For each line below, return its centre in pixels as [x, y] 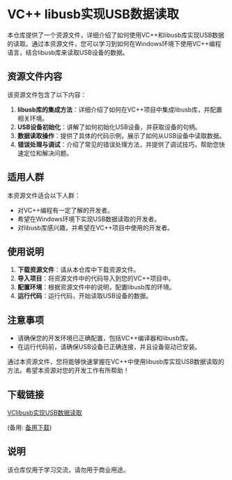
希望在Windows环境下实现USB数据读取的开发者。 [89, 219]
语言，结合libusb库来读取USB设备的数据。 [68, 52]
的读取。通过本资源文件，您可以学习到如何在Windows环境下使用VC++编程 [114, 43]
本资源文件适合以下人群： [44, 195]
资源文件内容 [35, 76]
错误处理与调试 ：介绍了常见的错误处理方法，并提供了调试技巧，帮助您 [118, 144]
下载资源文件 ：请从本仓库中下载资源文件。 [78, 270]
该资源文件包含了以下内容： [47, 94]
